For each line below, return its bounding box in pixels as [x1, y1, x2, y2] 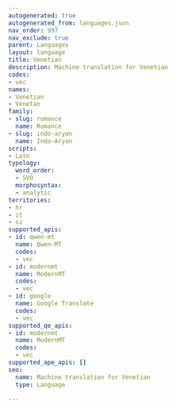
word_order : [15, 167, 55, 175]
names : [8, 85, 30, 94]
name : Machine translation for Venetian [15, 373, 151, 381]
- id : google [8, 292, 52, 300]
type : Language [15, 380, 66, 389]
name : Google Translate [15, 299, 94, 307]
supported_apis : [8, 225, 62, 234]
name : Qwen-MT [15, 241, 62, 248]
